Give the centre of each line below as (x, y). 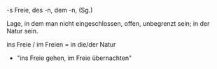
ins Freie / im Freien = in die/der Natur (61, 44)
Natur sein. (22, 31)
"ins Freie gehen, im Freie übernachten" (74, 58)
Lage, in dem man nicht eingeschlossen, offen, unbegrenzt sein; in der (108, 23)
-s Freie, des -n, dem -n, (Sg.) (50, 10)
